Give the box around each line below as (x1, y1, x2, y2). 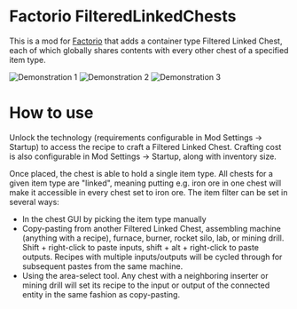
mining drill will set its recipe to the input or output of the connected (21, 280, 270, 290)
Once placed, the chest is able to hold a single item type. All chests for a (9, 168, 273, 178)
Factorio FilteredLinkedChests (9, 6, 237, 27)
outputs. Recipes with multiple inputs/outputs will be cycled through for (21, 251, 283, 262)
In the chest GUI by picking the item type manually (21, 213, 207, 224)
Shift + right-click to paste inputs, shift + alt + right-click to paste (21, 242, 260, 252)
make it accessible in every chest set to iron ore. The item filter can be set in (9, 186, 288, 197)
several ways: (9, 196, 59, 207)
